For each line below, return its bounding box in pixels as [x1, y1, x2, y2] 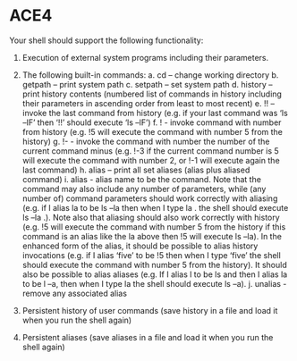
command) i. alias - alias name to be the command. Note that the [21, 173, 262, 184]
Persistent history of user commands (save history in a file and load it [21, 305, 278, 315]
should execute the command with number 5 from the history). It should [21, 259, 288, 270]
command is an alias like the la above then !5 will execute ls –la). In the [21, 231, 282, 241]
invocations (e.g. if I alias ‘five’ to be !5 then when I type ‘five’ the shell [21, 249, 282, 260]
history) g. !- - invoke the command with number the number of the [21, 136, 270, 147]
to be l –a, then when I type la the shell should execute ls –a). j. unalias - [21, 278, 287, 289]
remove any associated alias [21, 288, 128, 298]
